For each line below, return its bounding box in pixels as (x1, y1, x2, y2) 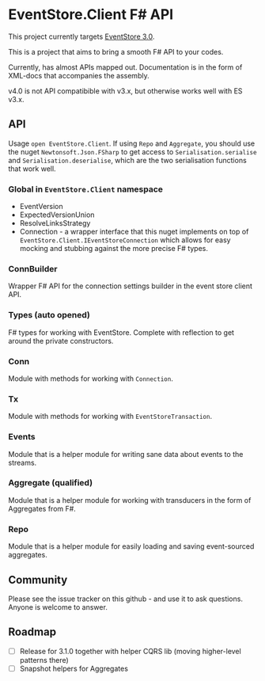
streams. (8, 458, 37, 467)
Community (8, 573, 68, 587)
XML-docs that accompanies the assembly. (8, 70, 150, 80)
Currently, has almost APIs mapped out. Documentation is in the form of (8, 62, 243, 72)
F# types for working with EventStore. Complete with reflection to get (8, 327, 235, 337)
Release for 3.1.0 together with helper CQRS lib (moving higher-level (19, 646, 241, 656)
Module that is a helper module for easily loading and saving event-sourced (8, 542, 255, 551)
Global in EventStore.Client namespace (8, 184, 164, 195)
